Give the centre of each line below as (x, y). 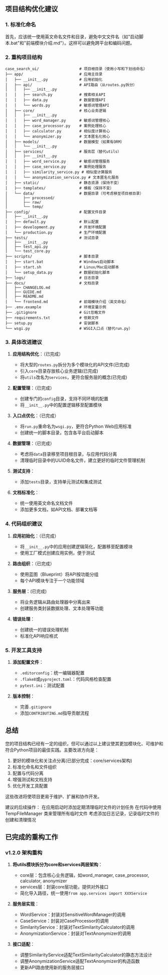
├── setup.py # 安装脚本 (52, 323)
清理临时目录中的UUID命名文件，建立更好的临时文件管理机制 (82, 460)
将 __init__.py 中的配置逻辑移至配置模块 (61, 405)
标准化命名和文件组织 (34, 767)
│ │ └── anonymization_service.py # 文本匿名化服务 (62, 177)
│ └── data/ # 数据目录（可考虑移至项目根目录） (74, 193)
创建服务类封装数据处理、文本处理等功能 (62, 608)
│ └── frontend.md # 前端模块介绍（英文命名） (67, 302)
